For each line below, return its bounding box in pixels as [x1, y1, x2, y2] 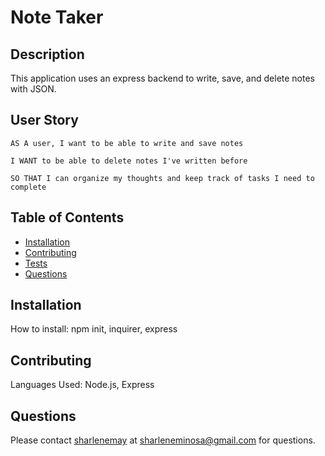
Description [10, 46, 85, 63]
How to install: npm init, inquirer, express [10, 323, 178, 335]
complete [10, 182, 47, 192]
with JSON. [10, 83, 57, 95]
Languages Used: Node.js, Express [10, 379, 155, 391]
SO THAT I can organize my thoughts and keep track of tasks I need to [10, 173, 315, 183]
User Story [10, 112, 79, 129]
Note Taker [10, 6, 104, 29]
